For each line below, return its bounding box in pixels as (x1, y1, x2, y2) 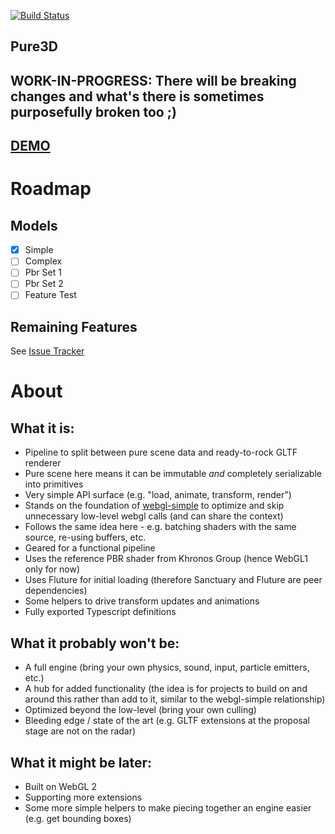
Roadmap (10, 178, 92, 200)
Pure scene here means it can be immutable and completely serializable (24, 468, 322, 480)
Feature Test (24, 289, 77, 301)
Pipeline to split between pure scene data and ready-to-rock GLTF (24, 446, 298, 459)
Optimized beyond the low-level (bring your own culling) (24, 704, 257, 716)
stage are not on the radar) (24, 725, 137, 737)
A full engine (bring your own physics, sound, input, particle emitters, (24, 661, 310, 674)
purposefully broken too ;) (10, 103, 177, 120)
